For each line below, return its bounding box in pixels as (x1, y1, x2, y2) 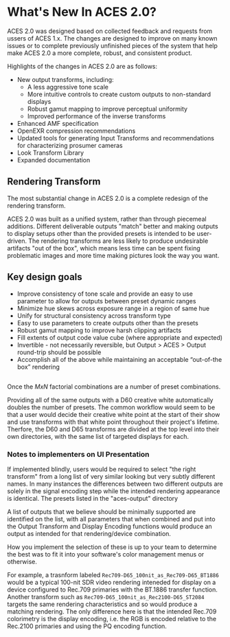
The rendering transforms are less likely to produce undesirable (28, 237, 209, 245)
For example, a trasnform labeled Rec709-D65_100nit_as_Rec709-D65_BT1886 (7, 571, 220, 579)
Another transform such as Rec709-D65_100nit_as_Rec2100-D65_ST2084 (7, 593, 205, 601)
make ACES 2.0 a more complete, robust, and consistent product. (7, 49, 192, 57)
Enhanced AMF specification (16, 119, 99, 127)
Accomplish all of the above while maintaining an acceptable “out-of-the (16, 355, 222, 363)
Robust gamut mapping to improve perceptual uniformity (27, 105, 187, 113)
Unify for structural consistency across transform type (16, 311, 172, 320)
